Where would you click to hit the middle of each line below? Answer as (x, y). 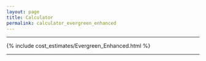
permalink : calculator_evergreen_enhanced (61, 23)
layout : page (23, 12)
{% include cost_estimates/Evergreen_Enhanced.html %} (78, 46)
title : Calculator (30, 18)
